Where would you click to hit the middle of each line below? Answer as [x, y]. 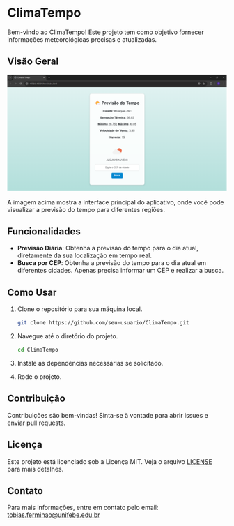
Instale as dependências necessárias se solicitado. [90, 363]
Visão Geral [33, 62]
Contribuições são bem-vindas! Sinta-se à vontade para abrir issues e [108, 415]
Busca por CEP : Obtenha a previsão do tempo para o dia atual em [112, 263]
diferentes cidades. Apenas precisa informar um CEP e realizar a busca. [120, 271]
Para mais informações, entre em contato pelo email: [83, 508]
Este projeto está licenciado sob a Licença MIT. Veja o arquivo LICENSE [110, 461]
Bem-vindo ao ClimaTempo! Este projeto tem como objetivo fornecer [106, 32]
